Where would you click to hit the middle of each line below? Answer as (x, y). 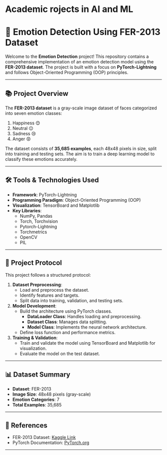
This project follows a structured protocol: (48, 275)
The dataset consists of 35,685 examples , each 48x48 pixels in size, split (81, 148)
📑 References (26, 425)
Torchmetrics (33, 232)
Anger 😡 (22, 139)
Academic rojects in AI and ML (69, 9)
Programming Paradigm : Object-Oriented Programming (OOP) (77, 200)
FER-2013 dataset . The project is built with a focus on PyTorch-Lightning (81, 67)
